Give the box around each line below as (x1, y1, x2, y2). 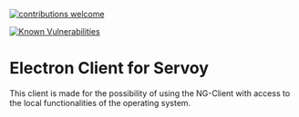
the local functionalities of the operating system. (9, 97, 191, 108)
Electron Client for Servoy (9, 58, 210, 79)
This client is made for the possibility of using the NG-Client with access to (9, 87, 291, 99)
